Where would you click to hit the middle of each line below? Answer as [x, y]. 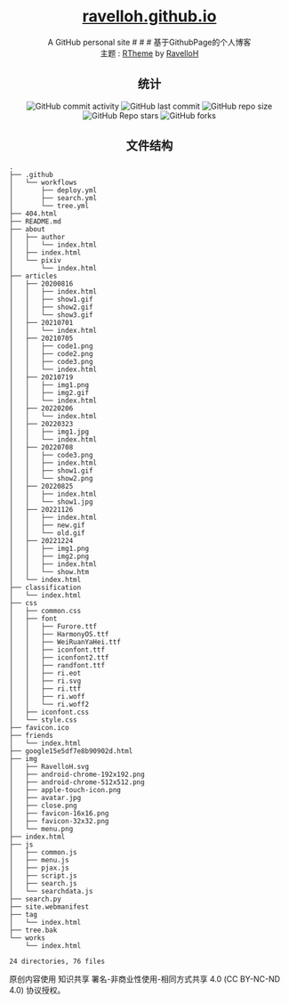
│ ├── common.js [43, 852]
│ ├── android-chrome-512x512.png [77, 782]
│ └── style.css [43, 720]
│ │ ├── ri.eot [45, 673]
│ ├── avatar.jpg [45, 798]
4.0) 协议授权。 [37, 990]
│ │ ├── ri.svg [45, 681]
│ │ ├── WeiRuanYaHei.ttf [65, 642]
